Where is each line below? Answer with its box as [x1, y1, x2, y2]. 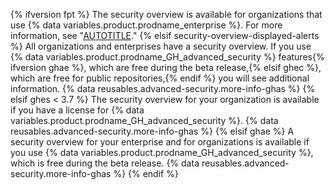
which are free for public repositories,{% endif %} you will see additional [10, 72, 310, 84]
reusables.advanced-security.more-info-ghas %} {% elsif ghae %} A [10, 125, 295, 137]
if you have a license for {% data [10, 104, 145, 116]
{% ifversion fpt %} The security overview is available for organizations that [10, 9, 323, 20]
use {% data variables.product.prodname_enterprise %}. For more [10, 19, 283, 31]
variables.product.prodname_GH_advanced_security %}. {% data [10, 115, 279, 126]
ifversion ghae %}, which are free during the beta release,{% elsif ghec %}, [10, 62, 322, 73]
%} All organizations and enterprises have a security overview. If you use [10, 40, 312, 52]
